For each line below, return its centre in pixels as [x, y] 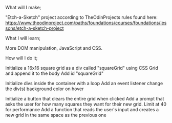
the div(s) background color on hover [45, 89]
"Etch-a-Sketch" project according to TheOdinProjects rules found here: [81, 17]
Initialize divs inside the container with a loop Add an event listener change [84, 83]
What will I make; [23, 7]
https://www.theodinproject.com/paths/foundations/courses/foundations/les [86, 23]
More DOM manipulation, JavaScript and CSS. [54, 48]
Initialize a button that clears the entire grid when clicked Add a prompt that [85, 99]
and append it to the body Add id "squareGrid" [55, 73]
